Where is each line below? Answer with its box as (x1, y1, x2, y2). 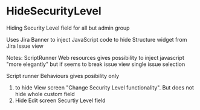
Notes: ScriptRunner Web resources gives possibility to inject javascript (6, 54, 184, 61)
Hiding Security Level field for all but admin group (6, 24, 130, 31)
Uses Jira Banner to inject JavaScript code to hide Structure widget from (6, 36, 187, 43)
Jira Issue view (6, 42, 44, 50)
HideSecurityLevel (6, 4, 102, 18)
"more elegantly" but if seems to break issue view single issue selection (6, 60, 185, 68)
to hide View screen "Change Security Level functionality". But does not (15, 83, 195, 91)
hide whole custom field (15, 90, 76, 97)
